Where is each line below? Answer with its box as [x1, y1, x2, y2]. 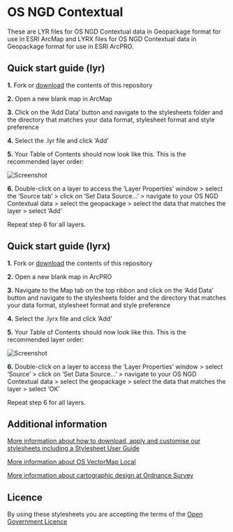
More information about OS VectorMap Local [7, 458, 136, 466]
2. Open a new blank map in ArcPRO [7, 272, 112, 281]
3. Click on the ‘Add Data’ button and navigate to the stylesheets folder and [7, 108, 223, 116]
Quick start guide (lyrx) [7, 240, 111, 252]
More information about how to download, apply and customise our [7, 437, 201, 445]
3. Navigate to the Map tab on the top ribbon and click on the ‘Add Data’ [7, 286, 214, 294]
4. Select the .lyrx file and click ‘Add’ [7, 314, 113, 323]
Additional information [7, 418, 107, 430]
